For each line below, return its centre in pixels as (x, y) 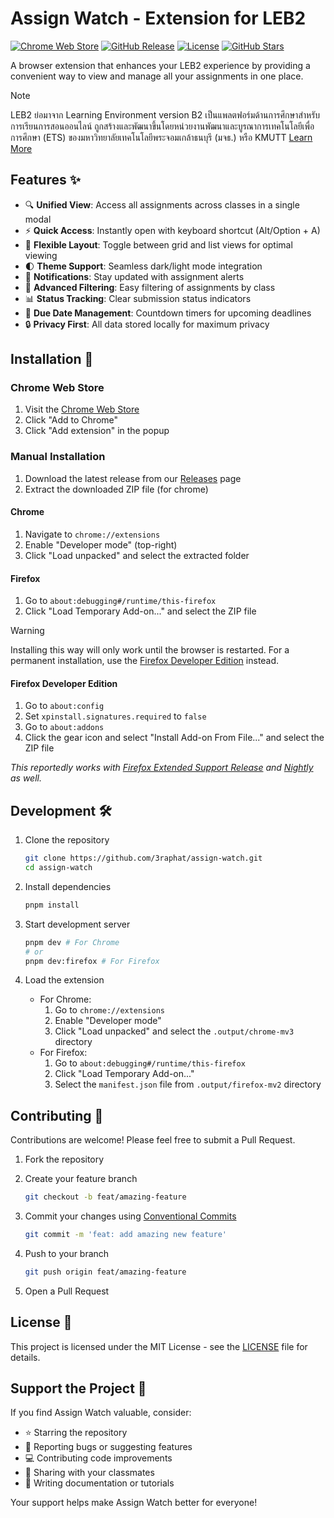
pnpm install (52, 905)
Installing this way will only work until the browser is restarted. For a (150, 650)
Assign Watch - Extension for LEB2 (158, 18)
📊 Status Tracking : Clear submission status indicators (138, 298)
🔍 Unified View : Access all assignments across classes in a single (162, 204)
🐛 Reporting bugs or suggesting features (108, 1447)
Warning (27, 631)
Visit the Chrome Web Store (82, 409)
